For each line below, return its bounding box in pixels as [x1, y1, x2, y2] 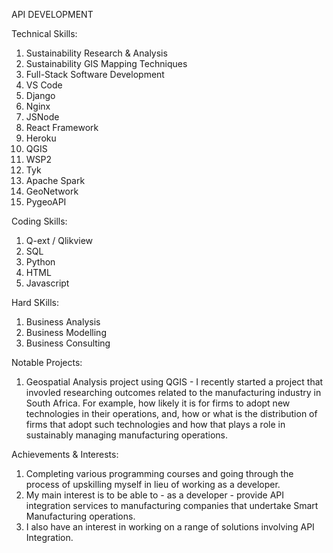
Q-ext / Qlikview [25, 235, 93, 246]
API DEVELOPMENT [11, 9, 94, 20]
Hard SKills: [11, 297, 60, 308]
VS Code [25, 79, 63, 91]
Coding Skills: [11, 215, 68, 227]
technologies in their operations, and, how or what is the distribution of [25, 408, 318, 419]
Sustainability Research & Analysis [25, 47, 168, 59]
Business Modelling [25, 327, 107, 338]
